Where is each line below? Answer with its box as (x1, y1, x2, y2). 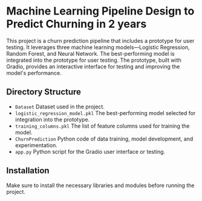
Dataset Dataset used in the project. (15, 103, 105, 110)
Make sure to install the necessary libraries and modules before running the (6, 182, 195, 189)
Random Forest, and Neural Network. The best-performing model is (6, 50, 175, 57)
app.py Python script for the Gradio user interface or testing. (15, 148, 165, 155)
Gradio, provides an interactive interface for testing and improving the (6, 62, 180, 70)
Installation (6, 165, 50, 176)
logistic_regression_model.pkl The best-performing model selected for (15, 109, 196, 116)
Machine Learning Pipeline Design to (6, 4, 195, 18)
